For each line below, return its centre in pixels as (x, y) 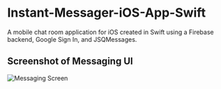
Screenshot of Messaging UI (70, 62)
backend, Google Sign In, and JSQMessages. (72, 39)
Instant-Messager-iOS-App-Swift (107, 13)
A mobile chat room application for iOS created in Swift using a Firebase (110, 32)
